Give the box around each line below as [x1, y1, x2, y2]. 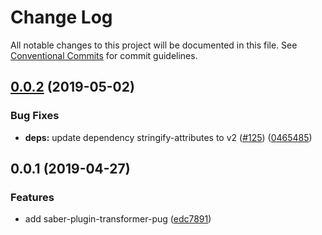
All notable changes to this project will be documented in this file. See [10, 39, 298, 51]
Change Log [10, 6, 113, 29]
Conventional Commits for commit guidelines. [10, 49, 198, 61]
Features [10, 190, 55, 204]
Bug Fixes [10, 109, 60, 123]
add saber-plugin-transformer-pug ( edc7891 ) [24, 213, 212, 225]
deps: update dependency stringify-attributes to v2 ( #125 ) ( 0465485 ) [24, 131, 313, 143]
